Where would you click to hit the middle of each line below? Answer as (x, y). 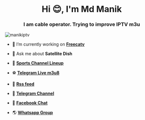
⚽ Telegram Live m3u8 (36, 73)
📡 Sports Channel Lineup (38, 63)
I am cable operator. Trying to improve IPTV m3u (82, 24)
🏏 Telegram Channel (33, 94)
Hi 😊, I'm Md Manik (82, 9)
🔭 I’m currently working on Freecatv (48, 44)
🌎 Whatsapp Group (33, 113)
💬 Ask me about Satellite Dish (42, 54)
